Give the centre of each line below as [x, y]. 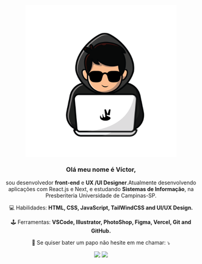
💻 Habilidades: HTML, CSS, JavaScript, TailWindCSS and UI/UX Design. [101, 208]
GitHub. [101, 231]
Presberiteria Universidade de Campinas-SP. [101, 195]
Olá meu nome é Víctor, [101, 170]
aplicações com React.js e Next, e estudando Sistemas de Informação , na [101, 189]
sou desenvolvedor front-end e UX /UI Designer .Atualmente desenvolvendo [101, 183]
